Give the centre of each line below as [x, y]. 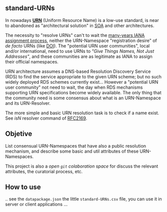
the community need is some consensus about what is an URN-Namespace [83, 98]
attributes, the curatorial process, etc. [44, 171]
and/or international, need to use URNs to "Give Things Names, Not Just [80, 51]
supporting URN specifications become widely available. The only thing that [83, 92]
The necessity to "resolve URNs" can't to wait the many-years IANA [75, 35]
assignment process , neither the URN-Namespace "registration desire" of [81, 40]
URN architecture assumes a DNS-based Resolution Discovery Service [78, 71]
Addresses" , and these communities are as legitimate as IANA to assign [79, 56]
